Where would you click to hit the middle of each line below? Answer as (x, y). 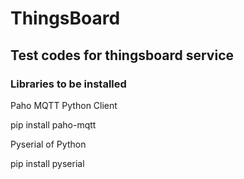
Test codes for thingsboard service (122, 55)
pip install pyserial (47, 163)
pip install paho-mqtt (53, 124)
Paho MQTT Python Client (64, 105)
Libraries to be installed (68, 84)
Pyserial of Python (48, 144)
